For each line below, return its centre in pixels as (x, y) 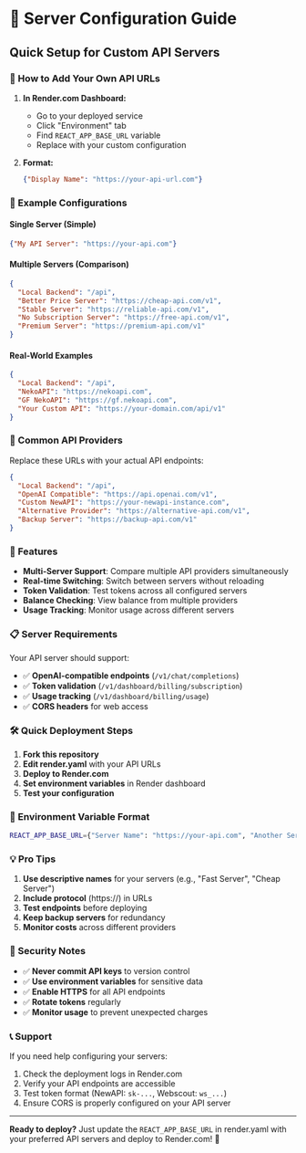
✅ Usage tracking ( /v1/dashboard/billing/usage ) (116, 696)
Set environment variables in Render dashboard (114, 783)
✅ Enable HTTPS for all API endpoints (94, 991)
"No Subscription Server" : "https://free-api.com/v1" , (124, 318)
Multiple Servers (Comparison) (69, 265)
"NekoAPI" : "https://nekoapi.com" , (85, 392)
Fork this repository (61, 754)
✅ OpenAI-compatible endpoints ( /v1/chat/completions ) (131, 676)
